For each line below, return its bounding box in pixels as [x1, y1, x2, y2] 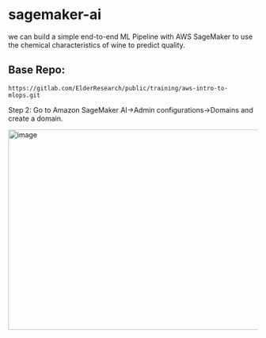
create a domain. [8, 113, 63, 123]
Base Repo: [8, 63, 66, 77]
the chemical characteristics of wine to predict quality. [8, 40, 186, 49]
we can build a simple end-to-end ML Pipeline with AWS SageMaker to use [8, 32, 253, 41]
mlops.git [8, 91, 41, 99]
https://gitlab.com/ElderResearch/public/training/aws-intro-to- [8, 84, 228, 92]
